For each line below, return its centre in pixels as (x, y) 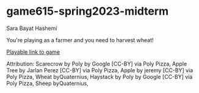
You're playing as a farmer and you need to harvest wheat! (80, 40)
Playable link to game (33, 52)
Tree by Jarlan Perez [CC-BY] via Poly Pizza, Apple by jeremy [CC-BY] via (100, 70)
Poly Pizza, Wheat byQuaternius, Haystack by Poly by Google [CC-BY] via (99, 76)
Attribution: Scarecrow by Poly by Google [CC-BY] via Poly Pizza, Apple (97, 64)
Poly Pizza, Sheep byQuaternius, (47, 83)
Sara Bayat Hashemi (32, 28)
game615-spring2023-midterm (88, 11)
